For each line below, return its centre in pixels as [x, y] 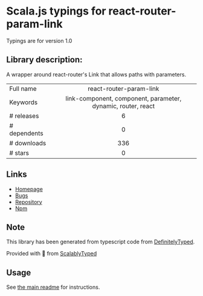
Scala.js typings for [56, 11]
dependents [26, 133]
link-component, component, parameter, [124, 98]
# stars [19, 153]
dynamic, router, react [124, 106]
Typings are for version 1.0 [39, 41]
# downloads [28, 143]
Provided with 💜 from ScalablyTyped [52, 254]
